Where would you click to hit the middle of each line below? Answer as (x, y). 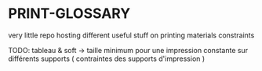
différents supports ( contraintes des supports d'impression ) (107, 59)
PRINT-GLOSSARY (69, 14)
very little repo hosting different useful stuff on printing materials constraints (131, 35)
